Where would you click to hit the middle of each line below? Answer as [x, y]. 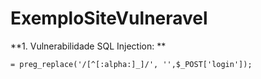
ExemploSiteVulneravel [109, 18]
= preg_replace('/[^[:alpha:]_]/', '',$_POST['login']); [131, 64]
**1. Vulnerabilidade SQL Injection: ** [88, 46]
